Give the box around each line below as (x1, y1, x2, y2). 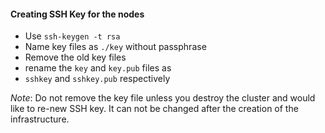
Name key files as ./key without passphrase (24, 41, 207, 53)
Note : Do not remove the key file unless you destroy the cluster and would (10, 92, 316, 104)
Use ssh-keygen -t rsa (24, 30, 121, 42)
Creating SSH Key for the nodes (10, 8, 145, 20)
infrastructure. (10, 113, 70, 125)
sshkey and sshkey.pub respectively (24, 73, 171, 85)
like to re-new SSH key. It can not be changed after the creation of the (10, 103, 299, 115)
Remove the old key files (24, 51, 127, 64)
